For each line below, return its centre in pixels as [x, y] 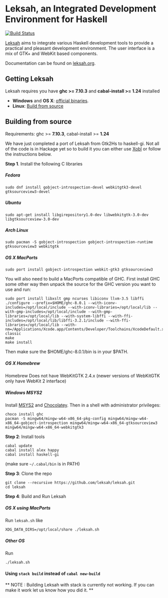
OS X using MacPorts [28, 507]
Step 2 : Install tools [25, 437]
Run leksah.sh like [24, 520]
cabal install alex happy [32, 450]
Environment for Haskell [56, 19]
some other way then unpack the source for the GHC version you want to [80, 284]
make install [19, 342]
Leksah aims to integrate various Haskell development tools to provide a [79, 42]
